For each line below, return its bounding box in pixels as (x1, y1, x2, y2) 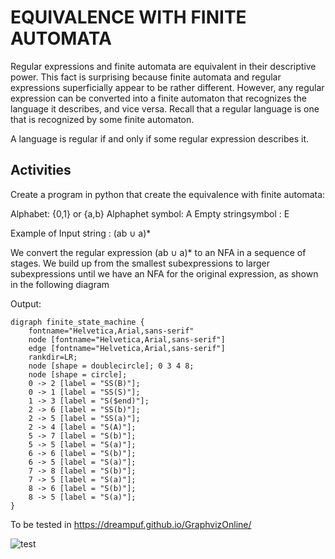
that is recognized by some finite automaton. (10, 113, 195, 125)
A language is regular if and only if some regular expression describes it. (10, 132, 310, 145)
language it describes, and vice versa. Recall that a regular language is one (10, 102, 320, 115)
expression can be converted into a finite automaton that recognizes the (10, 92, 308, 104)
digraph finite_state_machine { (10, 317, 145, 327)
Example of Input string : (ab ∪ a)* (10, 227, 152, 239)
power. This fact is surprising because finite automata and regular (10, 71, 282, 83)
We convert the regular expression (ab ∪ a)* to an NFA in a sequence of (10, 246, 307, 258)
